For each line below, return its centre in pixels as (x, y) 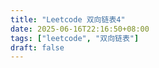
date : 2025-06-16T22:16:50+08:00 (80, 29)
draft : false (37, 47)
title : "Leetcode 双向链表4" (68, 19)
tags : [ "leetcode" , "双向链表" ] (75, 38)
